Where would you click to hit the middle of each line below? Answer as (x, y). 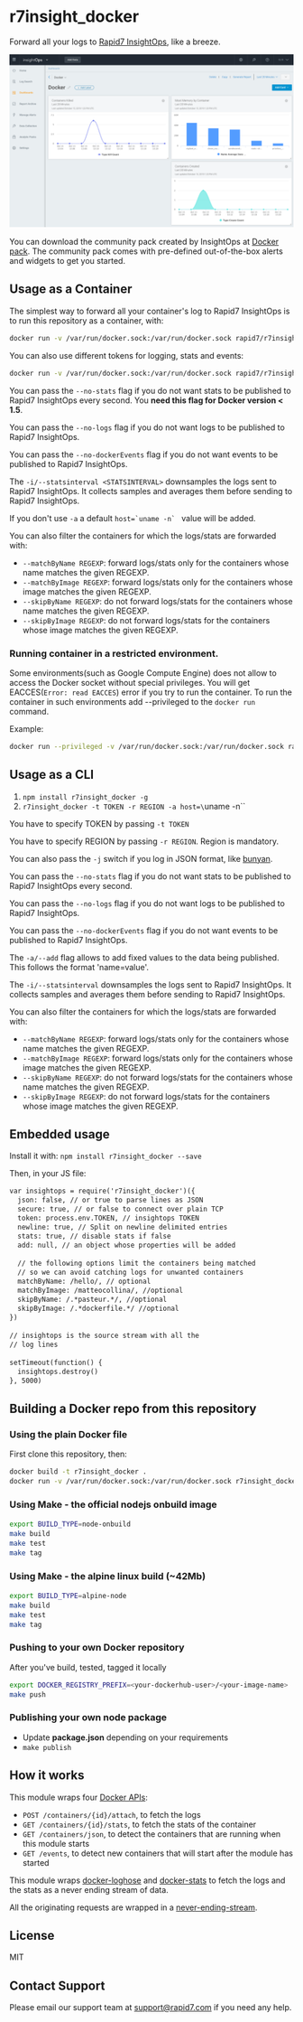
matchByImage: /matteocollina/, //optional (100, 1291)
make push (28, 1694)
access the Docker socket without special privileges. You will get (130, 682)
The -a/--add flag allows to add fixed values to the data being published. (144, 957)
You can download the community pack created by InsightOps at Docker (144, 242)
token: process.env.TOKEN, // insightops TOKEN (109, 1218)
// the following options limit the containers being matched (137, 1264)
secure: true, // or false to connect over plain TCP (120, 1209)
